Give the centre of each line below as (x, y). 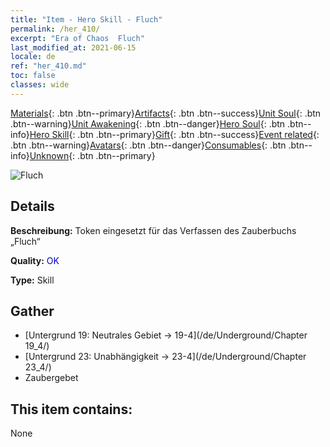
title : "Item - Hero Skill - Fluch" (86, 19)
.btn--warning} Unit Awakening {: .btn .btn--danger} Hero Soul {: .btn (148, 123)
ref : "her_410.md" (48, 66)
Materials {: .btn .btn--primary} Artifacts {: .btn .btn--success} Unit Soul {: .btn (166, 113)
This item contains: (71, 409)
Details (32, 206)
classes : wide (40, 85)
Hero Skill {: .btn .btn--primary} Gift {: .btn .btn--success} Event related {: (174, 134)
